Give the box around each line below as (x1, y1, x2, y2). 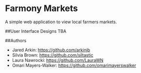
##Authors (5, 37, 27, 44)
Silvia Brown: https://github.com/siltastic (12, 52, 93, 58)
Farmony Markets (5, 3, 78, 14)
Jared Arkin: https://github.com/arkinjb (12, 47, 90, 53)
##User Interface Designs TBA (5, 28, 67, 34)
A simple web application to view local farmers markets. (5, 19, 117, 25)
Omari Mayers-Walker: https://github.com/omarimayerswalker (12, 62, 137, 68)
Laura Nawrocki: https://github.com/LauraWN (12, 57, 104, 63)
